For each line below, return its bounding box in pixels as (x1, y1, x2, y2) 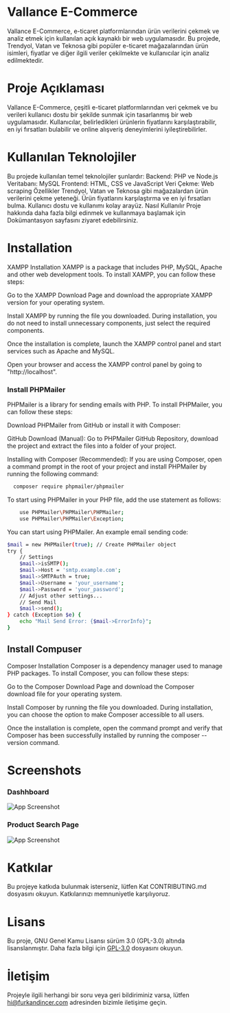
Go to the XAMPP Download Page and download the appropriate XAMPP (7, 291, 213, 299)
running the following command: (7, 470, 99, 478)
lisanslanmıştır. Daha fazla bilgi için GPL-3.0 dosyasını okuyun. (7, 944, 183, 952)
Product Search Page (7, 820, 79, 830)
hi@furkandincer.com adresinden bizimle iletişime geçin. (7, 999, 168, 1007)
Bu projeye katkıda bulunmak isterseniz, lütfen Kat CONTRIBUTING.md (7, 883, 207, 891)
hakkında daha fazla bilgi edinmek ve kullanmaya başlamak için (7, 208, 186, 217)
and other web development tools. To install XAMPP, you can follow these (7, 270, 216, 278)
